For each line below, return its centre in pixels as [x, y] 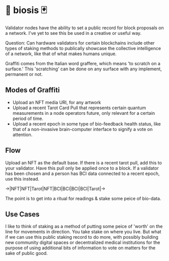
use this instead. [22, 179]
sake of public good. [26, 253]
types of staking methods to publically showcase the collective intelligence [83, 48]
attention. [22, 135]
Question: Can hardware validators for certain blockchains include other [80, 43]
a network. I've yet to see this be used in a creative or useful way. [73, 33]
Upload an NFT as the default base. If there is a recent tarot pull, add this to [84, 162]
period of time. [28, 118]
